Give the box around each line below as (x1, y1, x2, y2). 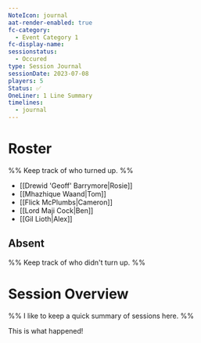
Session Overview (8, 285, 129, 302)
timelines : (8, 99, 44, 107)
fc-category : (8, 26, 51, 34)
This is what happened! (8, 326, 84, 335)
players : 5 (8, 77, 44, 85)
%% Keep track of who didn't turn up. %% (8, 258, 146, 267)
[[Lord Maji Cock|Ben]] (19, 205, 94, 215)
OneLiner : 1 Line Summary (8, 92, 92, 99)
